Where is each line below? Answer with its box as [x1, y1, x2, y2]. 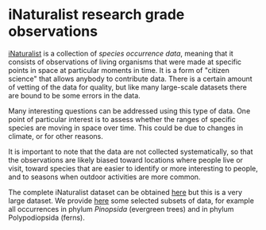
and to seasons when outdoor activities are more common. [8, 172, 201, 182]
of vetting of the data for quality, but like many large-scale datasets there [8, 82, 248, 92]
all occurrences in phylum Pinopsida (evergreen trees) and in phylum [8, 204, 234, 213]
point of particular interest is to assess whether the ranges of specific [8, 114, 236, 124]
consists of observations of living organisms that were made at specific [8, 57, 242, 67]
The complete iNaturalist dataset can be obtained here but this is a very [8, 187, 243, 197]
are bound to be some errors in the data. [8, 90, 141, 100]
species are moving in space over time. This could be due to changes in [8, 123, 244, 132]
